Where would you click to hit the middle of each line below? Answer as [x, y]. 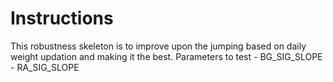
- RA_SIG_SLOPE [45, 67]
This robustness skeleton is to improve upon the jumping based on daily [158, 46]
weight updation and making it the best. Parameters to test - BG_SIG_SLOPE [166, 56]
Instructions [62, 18]
